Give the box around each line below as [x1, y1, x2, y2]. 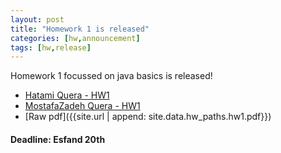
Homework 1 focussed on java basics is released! [10, 70, 213, 82]
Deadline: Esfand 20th [10, 133, 106, 145]
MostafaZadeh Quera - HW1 [24, 100, 141, 112]
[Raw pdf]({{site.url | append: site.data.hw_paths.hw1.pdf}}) [24, 111, 272, 123]
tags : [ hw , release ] [10, 42, 92, 53]
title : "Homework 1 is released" [10, 24, 150, 34]
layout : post [10, 14, 65, 25]
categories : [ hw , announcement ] [10, 33, 141, 43]
